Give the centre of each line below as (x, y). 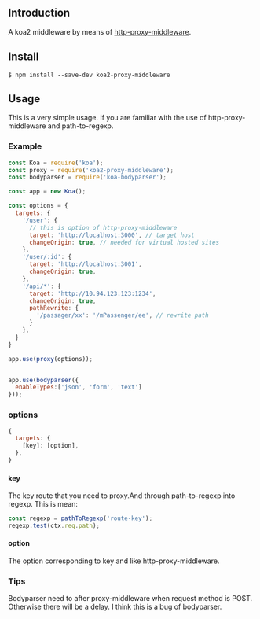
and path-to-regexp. (81, 126)
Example (25, 146)
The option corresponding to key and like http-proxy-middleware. (114, 561)
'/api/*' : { (42, 286)
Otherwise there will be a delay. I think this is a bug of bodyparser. (115, 607)
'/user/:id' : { (47, 257)
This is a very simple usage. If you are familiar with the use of (107, 118)
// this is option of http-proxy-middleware (103, 227)
